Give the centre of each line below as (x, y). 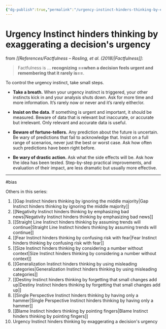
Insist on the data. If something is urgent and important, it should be (82, 112)
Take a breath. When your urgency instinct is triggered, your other (80, 92)
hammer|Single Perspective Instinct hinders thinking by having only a (83, 300)
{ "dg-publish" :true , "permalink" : (40, 10)
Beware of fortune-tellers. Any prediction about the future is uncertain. (85, 132)
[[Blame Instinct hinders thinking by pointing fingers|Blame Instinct (80, 311)
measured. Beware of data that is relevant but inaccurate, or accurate (83, 117)
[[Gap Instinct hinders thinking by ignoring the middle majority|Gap (81, 201)
